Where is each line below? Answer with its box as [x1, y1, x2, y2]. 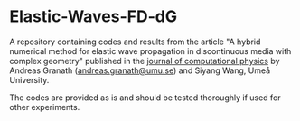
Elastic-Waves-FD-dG [9, 6, 178, 27]
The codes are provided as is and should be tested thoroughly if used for [9, 92, 282, 103]
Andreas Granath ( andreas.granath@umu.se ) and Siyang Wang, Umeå [9, 65, 271, 76]
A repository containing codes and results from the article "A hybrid [9, 36, 261, 47]
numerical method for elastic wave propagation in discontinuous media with [9, 45, 292, 56]
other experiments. [9, 101, 80, 112]
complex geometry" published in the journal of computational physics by [9, 55, 280, 66]
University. [9, 74, 50, 85]
